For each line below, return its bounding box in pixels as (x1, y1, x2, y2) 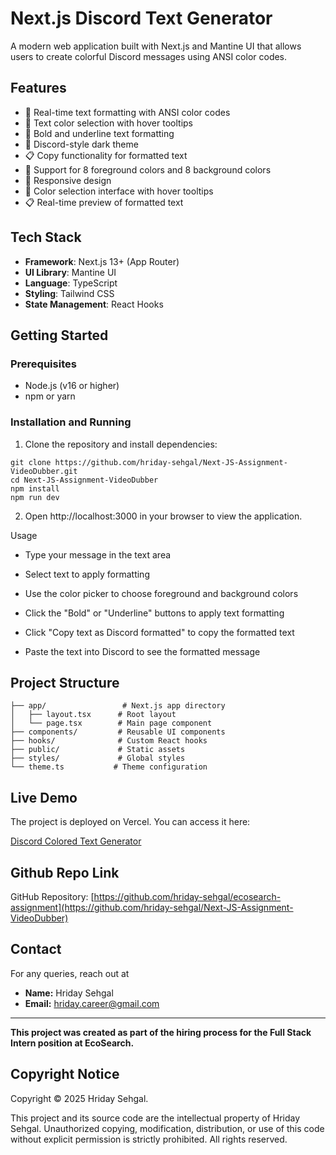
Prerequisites (10, 357, 77, 371)
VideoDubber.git (10, 466, 78, 476)
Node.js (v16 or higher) (24, 380, 120, 392)
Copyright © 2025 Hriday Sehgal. (10, 1092, 149, 1104)
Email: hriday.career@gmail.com (24, 997, 160, 1009)
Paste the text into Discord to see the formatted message (24, 645, 261, 657)
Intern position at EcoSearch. (10, 1037, 135, 1049)
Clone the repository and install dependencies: (24, 438, 218, 450)
